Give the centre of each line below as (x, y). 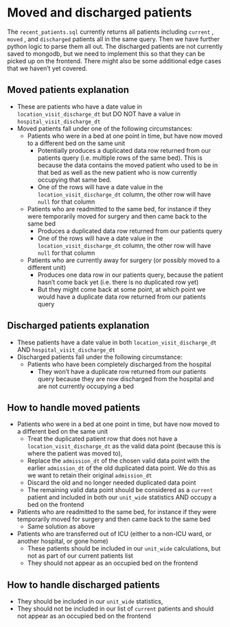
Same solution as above (61, 527)
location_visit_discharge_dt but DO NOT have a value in (99, 114)
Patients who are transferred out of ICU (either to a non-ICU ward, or (114, 534)
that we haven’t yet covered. (47, 68)
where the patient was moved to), (75, 454)
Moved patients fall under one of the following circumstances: (105, 128)
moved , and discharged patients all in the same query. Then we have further (113, 39)
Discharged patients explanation (78, 326)
